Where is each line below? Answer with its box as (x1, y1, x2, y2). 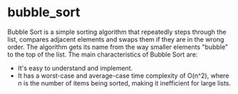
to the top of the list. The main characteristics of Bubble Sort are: (7, 50, 198, 59)
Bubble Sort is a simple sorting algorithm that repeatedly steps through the (7, 28, 227, 36)
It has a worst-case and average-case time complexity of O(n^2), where (17, 71, 229, 80)
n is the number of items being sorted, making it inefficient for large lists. (17, 78, 232, 87)
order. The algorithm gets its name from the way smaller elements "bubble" (7, 42, 229, 51)
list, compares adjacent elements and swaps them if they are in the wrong (7, 35, 224, 43)
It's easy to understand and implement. (17, 64, 133, 72)
